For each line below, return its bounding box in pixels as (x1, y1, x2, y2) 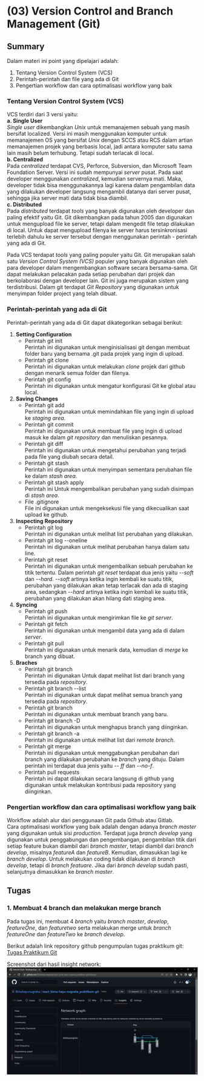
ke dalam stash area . (24, 472, 77, 479)
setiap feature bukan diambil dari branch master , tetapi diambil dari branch (7, 842, 194, 850)
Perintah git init (24, 337, 63, 344)
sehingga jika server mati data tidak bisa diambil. (7, 195, 129, 202)
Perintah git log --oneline (24, 536, 88, 544)
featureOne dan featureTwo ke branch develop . (7, 930, 125, 937)
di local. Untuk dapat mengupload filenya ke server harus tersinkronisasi (7, 227, 188, 234)
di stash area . (24, 491, 59, 499)
